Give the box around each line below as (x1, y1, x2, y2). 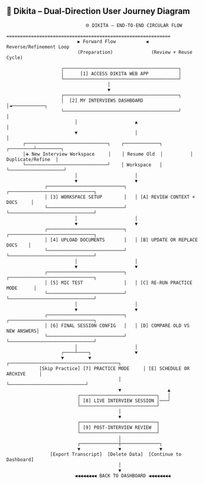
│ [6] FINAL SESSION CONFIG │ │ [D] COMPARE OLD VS (45, 322, 190, 328)
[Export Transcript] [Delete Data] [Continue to (49, 451, 182, 457)
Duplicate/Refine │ (6, 156, 59, 162)
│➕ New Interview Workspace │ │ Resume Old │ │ (22, 151, 194, 157)
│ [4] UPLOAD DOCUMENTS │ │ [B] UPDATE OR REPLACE (45, 236, 199, 243)
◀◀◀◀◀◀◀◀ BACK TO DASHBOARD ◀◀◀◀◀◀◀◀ (74, 472, 171, 478)
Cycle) (6, 55, 23, 61)
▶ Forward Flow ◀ (77, 38, 149, 45)
